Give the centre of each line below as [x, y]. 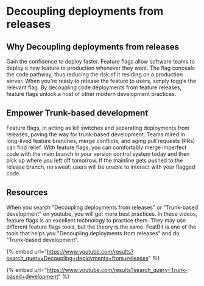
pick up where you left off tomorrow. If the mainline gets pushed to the [95, 160]
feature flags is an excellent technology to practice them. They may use [96, 220]
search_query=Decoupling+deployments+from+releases [78, 258]
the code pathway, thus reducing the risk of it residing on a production [95, 74]
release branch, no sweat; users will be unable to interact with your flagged [101, 167]
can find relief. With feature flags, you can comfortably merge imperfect [97, 147]
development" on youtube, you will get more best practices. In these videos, [102, 214]
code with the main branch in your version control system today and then [98, 153]
